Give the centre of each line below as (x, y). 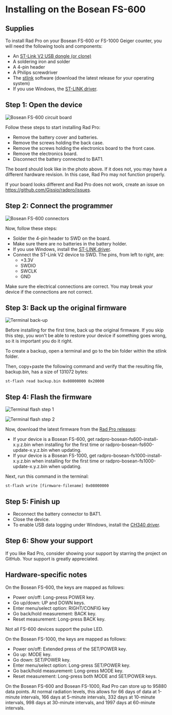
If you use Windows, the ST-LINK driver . (55, 89)
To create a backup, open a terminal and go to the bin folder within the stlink (86, 351)
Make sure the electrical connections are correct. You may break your (79, 286)
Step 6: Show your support (49, 541)
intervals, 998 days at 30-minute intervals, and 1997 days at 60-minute (80, 702)
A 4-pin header (29, 67)
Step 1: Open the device (44, 105)
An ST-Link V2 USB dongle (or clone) (52, 56)
